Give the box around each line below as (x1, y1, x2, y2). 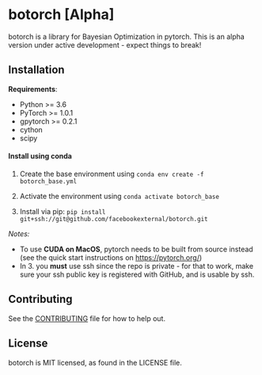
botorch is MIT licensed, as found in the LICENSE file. (8, 358, 182, 367)
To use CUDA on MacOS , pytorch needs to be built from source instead (19, 244, 253, 254)
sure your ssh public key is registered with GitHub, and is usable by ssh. (19, 270, 255, 279)
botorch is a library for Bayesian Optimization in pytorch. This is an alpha (8, 32, 245, 41)
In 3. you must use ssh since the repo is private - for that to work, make (19, 261, 254, 270)
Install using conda (8, 151, 73, 161)
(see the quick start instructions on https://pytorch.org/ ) (19, 252, 203, 262)
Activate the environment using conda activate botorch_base (19, 191, 220, 201)
